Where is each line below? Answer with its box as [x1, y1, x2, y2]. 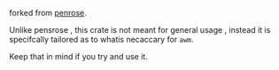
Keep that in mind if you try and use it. [9, 51, 148, 61]
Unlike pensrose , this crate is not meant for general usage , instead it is [9, 25, 271, 35]
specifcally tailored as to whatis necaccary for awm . [9, 35, 194, 44]
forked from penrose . [9, 8, 87, 18]
